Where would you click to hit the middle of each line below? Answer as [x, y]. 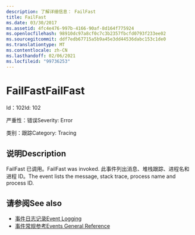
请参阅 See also [34, 203]
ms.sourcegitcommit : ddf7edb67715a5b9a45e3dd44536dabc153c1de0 [86, 39]
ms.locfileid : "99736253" [38, 61]
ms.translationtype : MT [36, 45]
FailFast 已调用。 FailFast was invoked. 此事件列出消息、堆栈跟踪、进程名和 [98, 169]
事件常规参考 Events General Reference [62, 226]
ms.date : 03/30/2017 [32, 23]
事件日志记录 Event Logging [48, 219]
